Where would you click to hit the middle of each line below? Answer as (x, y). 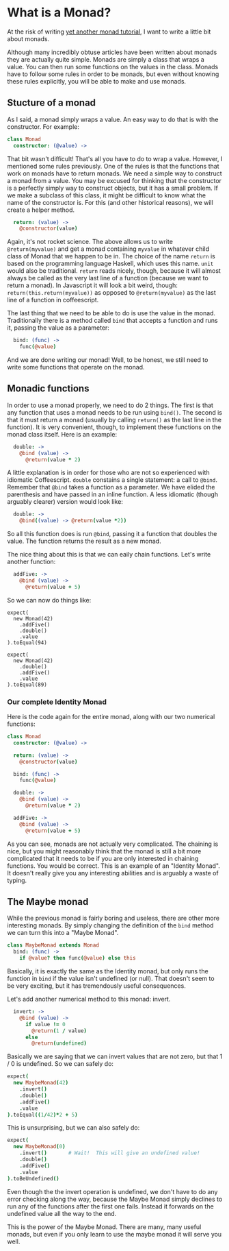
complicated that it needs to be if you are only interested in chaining (103, 858)
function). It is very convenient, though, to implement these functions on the (114, 427)
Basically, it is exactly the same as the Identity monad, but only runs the (108, 971)
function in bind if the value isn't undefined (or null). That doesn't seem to (111, 979)
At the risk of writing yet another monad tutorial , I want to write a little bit (109, 32)
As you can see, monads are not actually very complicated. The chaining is (113, 844)
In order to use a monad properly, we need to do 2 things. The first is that (110, 405)
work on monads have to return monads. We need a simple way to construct (114, 173)
